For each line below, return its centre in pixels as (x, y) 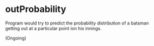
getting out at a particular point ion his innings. (53, 28)
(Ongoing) (16, 38)
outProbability (36, 9)
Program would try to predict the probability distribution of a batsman (77, 23)
